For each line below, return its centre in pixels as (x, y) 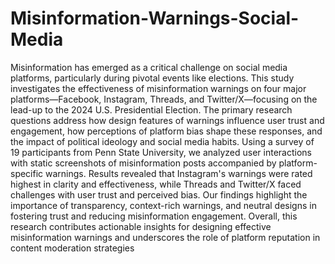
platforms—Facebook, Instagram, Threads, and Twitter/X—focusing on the (164, 99)
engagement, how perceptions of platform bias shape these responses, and (166, 131)
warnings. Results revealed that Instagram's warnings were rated (179, 173)
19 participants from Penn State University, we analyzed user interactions (161, 152)
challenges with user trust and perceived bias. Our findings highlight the (159, 194)
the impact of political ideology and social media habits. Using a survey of (162, 141)
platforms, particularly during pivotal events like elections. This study (152, 78)
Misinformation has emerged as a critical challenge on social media (149, 67)
